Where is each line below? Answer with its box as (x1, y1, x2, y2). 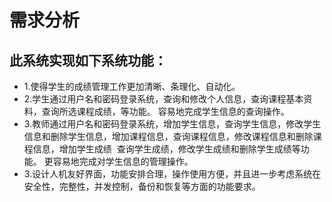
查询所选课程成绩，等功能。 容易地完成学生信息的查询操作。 (41, 106, 290, 117)
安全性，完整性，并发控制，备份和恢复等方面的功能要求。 (23, 181, 261, 192)
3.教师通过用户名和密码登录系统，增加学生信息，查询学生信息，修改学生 (23, 118, 322, 130)
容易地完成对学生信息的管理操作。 (52, 156, 194, 167)
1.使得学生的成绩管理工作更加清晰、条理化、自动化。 (23, 81, 241, 92)
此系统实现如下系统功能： (9, 52, 167, 69)
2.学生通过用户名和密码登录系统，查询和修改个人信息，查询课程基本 (23, 93, 304, 105)
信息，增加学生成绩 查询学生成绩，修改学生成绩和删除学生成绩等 (32, 143, 301, 155)
